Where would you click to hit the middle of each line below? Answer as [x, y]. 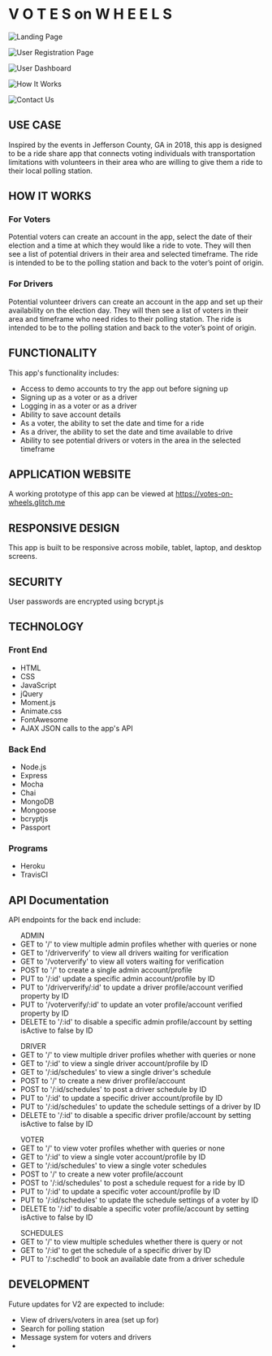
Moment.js [38, 702]
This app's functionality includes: [64, 373]
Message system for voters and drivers [86, 1337]
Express [34, 775]
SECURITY [36, 582]
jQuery [31, 693]
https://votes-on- [205, 494]
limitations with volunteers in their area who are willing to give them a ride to [136, 162]
